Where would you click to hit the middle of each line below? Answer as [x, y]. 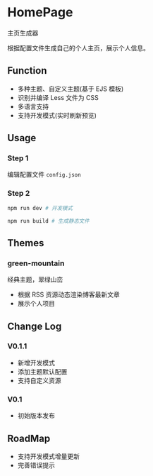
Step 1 [18, 158]
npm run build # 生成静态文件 [48, 221]
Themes [26, 243]
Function [27, 71]
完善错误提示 [36, 465]
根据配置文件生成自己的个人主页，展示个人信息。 [78, 48]
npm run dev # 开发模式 [40, 208]
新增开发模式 [36, 362]
